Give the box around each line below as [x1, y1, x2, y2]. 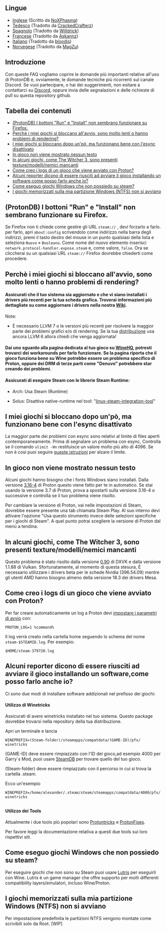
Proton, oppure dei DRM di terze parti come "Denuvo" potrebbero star [5, 360, 152, 367]
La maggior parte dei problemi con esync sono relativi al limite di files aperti [5, 433, 160, 439]
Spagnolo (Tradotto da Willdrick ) [12, 27, 79, 34]
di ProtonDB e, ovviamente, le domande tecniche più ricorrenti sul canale [5, 77, 155, 83]
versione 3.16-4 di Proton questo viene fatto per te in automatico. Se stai [5, 482, 153, 488]
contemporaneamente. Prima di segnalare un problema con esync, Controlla [5, 438, 161, 444]
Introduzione [5, 58, 46, 67]
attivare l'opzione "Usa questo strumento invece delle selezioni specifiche [5, 513, 157, 519]
